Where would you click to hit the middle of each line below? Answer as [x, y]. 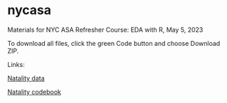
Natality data [26, 78]
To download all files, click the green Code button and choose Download [114, 43]
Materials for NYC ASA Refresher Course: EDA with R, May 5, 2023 [105, 30]
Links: [16, 64]
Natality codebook [35, 92]
